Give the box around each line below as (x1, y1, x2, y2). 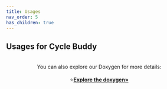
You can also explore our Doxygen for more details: (37, 63, 162, 71)
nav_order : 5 (6, 14, 38, 20)
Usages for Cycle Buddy (6, 41, 97, 51)
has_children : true (6, 19, 54, 25)
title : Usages (6, 8, 41, 15)
